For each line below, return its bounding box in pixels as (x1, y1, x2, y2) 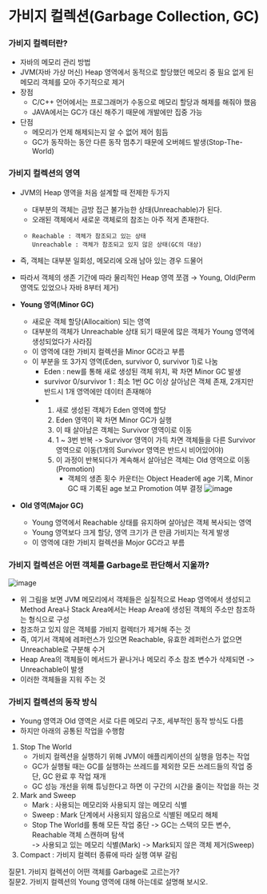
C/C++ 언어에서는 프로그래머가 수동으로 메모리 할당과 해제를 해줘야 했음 (31, 98, 257, 107)
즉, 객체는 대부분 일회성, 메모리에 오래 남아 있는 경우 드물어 (19, 255, 204, 265)
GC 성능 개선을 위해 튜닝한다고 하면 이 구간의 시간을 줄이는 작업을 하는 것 (31, 781, 260, 792)
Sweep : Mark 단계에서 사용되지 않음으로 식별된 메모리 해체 (31, 810, 218, 820)
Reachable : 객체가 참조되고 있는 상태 (31, 232, 146, 240)
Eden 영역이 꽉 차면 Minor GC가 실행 (55, 415, 172, 425)
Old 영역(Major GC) (19, 501, 84, 510)
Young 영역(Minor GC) (19, 299, 94, 309)
